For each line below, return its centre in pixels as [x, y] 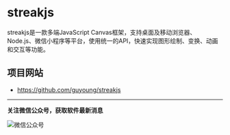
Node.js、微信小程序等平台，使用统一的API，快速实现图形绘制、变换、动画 [113, 41]
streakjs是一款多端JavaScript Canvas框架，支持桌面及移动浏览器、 [102, 32]
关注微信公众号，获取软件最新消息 [55, 110]
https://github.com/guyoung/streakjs [69, 89]
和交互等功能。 [28, 49]
